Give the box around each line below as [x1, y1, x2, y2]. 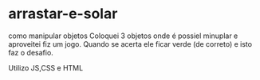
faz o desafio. [8, 48, 53, 57]
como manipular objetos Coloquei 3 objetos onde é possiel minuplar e [8, 31, 238, 40]
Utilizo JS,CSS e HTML [8, 63, 84, 72]
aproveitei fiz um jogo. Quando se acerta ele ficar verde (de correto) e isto [8, 39, 253, 48]
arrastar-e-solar [8, 5, 118, 23]
